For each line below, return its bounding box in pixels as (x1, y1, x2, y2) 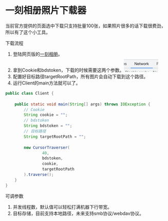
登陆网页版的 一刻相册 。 (12, 51, 63, 57)
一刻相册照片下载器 (5, 5, 87, 16)
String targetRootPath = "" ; (24, 134, 86, 139)
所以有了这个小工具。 (5, 29, 50, 35)
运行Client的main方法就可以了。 (12, 80, 81, 86)
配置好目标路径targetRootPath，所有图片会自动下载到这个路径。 (12, 73, 148, 80)
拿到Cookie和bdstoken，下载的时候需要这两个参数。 (12, 67, 124, 73)
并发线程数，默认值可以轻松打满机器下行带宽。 (12, 204, 112, 210)
